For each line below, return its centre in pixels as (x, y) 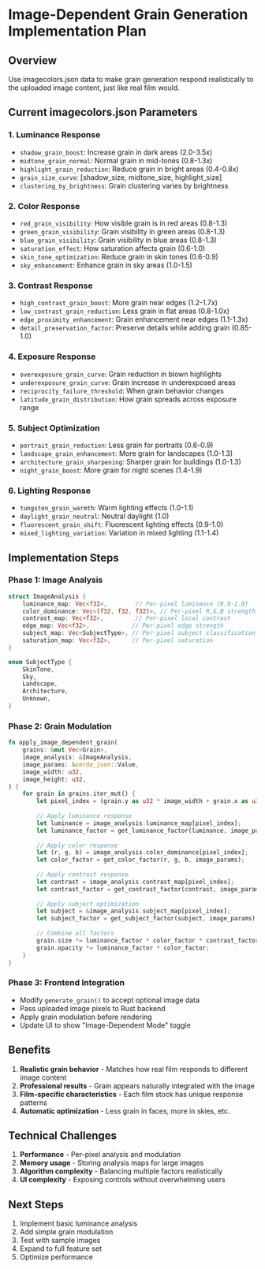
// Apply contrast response (82, 875)
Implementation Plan (78, 31)
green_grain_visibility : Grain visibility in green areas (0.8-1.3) (122, 231)
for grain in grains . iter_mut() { (79, 794)
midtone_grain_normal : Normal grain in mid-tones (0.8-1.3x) (116, 160)
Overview (33, 60)
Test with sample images (60, 1241)
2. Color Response (44, 206)
